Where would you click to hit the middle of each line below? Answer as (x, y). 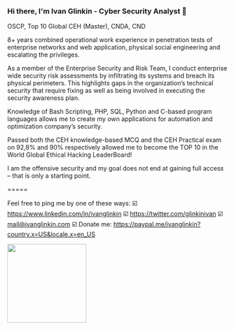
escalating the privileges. (43, 55)
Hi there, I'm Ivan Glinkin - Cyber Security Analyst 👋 (97, 11)
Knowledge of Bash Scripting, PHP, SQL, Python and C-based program (110, 112)
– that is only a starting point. (49, 176)
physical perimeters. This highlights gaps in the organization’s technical (110, 83)
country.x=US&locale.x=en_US (51, 234)
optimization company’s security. (55, 127)
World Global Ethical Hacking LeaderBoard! (70, 155)
